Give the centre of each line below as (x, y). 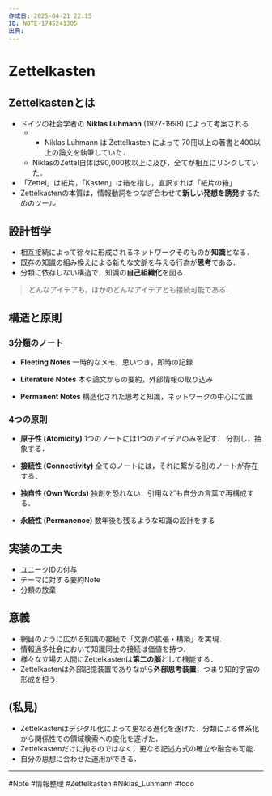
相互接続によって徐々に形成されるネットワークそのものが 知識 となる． (137, 253)
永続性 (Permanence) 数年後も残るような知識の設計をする (117, 521)
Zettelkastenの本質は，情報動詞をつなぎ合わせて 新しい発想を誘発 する (136, 193)
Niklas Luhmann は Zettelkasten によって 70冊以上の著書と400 (149, 143)
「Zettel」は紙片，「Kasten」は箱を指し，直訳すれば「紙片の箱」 (128, 183)
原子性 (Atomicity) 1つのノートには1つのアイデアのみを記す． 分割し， (137, 439)
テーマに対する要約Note (60, 579)
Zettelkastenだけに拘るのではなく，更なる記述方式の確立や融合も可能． (140, 748)
